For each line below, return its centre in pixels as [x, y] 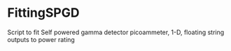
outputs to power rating [41, 39]
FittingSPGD [43, 13]
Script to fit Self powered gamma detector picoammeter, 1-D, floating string [116, 32]
